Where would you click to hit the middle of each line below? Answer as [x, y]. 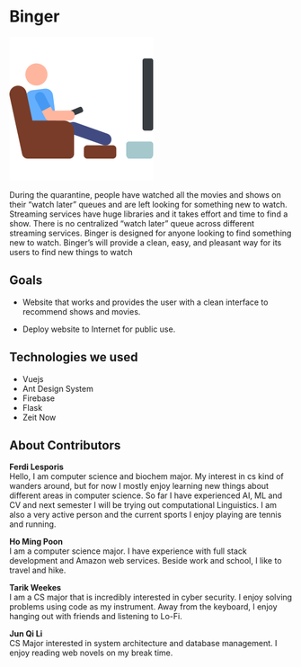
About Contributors [65, 445]
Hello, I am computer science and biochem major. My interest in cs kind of [147, 476]
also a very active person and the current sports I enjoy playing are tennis [146, 515]
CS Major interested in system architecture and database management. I [143, 644]
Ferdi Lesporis [37, 467]
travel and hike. [38, 570]
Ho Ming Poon [36, 542]
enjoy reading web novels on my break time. [91, 653]
